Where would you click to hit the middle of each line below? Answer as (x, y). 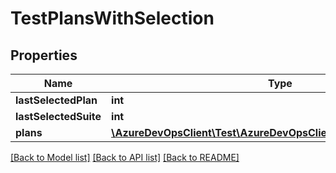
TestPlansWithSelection (112, 18)
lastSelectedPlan (56, 100)
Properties (44, 55)
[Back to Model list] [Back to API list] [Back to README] (125, 157)
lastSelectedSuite (58, 116)
